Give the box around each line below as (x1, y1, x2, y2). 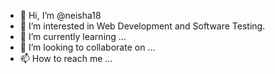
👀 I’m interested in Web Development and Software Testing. (19, 20, 266, 32)
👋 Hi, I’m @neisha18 (19, 10, 102, 21)
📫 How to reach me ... (19, 53, 113, 64)
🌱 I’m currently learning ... (19, 31, 127, 42)
